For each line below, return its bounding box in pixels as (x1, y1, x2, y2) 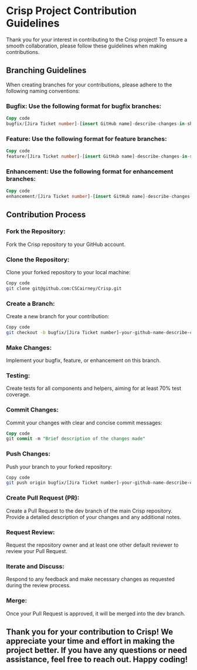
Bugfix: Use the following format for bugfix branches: (6, 102, 162, 110)
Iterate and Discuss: (6, 562, 64, 570)
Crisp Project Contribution (6, 4, 137, 18)
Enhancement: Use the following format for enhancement (6, 167, 174, 176)
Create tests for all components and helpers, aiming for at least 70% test (6, 385, 182, 392)
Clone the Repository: (6, 255, 70, 264)
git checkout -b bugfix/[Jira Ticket (6, 329, 98, 335)
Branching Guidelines (6, 66, 87, 76)
